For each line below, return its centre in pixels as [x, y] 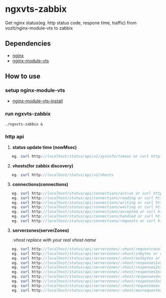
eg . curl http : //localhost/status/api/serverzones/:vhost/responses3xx [87, 272]
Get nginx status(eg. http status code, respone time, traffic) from [71, 23]
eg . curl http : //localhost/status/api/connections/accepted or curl [83, 212]
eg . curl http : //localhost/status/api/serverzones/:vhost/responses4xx [87, 277]
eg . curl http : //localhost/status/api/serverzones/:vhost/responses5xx [87, 281]
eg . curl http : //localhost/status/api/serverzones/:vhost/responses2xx [87, 267]
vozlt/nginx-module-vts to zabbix [39, 28]
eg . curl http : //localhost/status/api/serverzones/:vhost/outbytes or [86, 258]
